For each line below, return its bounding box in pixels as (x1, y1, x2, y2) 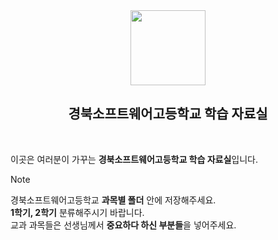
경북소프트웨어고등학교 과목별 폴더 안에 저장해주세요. (10, 194, 217, 206)
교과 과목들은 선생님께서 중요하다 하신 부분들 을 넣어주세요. (10, 219, 237, 231)
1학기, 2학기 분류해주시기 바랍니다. (10, 206, 145, 218)
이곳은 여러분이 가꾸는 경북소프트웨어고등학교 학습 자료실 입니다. (10, 153, 259, 165)
